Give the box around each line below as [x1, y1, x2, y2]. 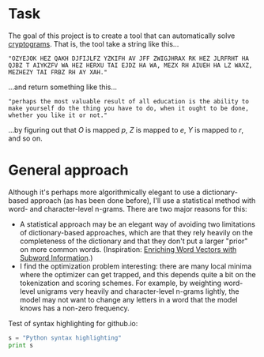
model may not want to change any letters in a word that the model [19, 295, 238, 304]
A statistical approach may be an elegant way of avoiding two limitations [19, 219, 255, 229]
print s [8, 341, 34, 349]
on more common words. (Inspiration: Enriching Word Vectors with [19, 244, 237, 254]
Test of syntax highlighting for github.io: [8, 318, 138, 328]
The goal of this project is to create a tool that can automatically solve [8, 31, 236, 40]
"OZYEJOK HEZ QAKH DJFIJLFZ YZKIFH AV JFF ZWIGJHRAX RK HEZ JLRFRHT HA [8, 54, 249, 62]
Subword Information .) [19, 253, 93, 262]
